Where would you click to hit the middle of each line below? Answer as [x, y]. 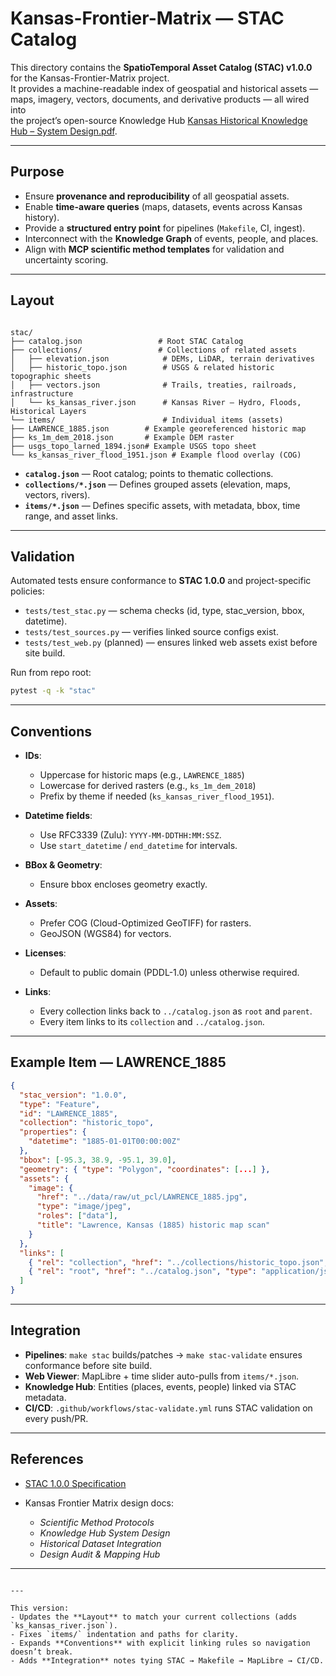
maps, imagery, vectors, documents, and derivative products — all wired [160, 99]
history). [42, 217]
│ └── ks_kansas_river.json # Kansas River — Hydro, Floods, [156, 402]
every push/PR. [56, 1418]
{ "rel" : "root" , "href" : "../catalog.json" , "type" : [142, 1272]
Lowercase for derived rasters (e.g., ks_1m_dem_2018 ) [148, 786]
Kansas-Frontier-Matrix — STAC [147, 18]
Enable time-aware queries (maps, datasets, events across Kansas [163, 206]
